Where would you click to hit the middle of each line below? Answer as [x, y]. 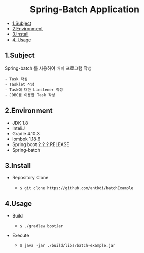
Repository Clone [30, 178]
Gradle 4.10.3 [26, 133]
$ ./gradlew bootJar [41, 226]
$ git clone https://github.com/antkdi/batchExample [77, 188]
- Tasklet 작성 [20, 84]
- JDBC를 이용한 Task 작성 [30, 95]
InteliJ [19, 128]
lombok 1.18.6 [26, 139]
